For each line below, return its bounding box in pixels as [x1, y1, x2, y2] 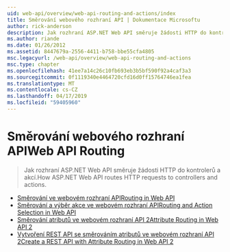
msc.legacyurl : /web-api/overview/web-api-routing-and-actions [7, 55, 192, 62]
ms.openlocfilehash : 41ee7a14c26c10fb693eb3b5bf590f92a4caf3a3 [7, 67, 192, 74]
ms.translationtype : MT [7, 80, 75, 87]
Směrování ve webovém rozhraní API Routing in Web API [16, 193, 175, 202]
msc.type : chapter [7, 61, 60, 68]
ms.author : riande [7, 36, 60, 42]
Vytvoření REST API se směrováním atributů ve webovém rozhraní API [16, 230, 214, 238]
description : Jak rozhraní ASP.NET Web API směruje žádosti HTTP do [7, 29, 207, 36]
